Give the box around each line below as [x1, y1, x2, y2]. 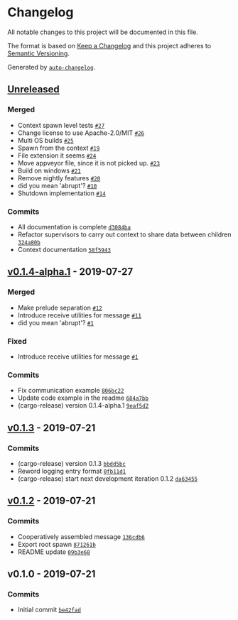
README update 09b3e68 [17, 548, 90, 556]
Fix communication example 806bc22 [17, 386, 124, 395]
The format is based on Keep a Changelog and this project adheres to [7, 41, 212, 50]
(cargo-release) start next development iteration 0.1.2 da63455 [17, 474, 198, 483]
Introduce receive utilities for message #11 [17, 310, 142, 320]
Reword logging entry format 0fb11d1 [17, 467, 126, 475]
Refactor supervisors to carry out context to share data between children [17, 230, 232, 239]
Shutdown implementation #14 [17, 189, 107, 197]
